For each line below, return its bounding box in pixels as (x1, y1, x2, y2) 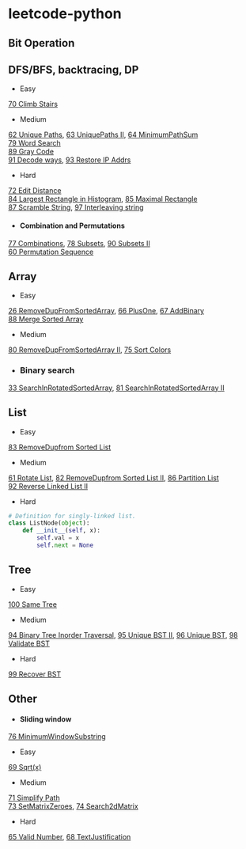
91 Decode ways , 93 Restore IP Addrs (8, 155, 131, 165)
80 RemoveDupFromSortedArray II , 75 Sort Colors (8, 345, 172, 354)
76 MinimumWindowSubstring (8, 732, 107, 741)
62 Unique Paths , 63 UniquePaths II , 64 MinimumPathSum (8, 130, 199, 139)
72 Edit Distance (8, 186, 62, 195)
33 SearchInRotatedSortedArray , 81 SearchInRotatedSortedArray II (8, 383, 225, 392)
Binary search (19, 365, 75, 376)
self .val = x (36, 534, 80, 542)
